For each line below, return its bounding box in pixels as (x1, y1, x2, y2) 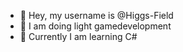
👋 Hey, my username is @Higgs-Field (19, 10, 174, 21)
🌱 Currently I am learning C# (19, 31, 138, 42)
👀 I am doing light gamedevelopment (19, 20, 172, 32)
